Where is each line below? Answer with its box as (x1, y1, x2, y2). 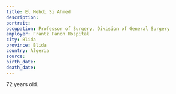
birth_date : (6, 59, 36, 65)
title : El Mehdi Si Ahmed (6, 8, 71, 15)
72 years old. (6, 81, 39, 88)
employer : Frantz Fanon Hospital (6, 31, 90, 37)
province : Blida (6, 43, 47, 48)
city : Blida (6, 37, 36, 43)
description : (6, 14, 39, 20)
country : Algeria (6, 48, 50, 54)
